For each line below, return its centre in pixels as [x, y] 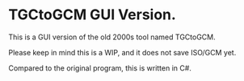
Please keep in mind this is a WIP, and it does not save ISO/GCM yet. [122, 52]
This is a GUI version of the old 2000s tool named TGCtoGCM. [112, 37]
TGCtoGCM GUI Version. [92, 15]
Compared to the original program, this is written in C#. [100, 68]
